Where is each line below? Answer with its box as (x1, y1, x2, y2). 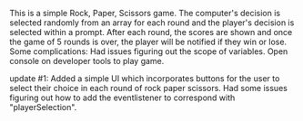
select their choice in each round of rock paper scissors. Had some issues (9, 83, 288, 93)
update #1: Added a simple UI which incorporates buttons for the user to (9, 73, 280, 84)
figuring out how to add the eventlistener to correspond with (9, 92, 236, 103)
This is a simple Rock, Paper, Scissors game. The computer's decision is (9, 8, 281, 18)
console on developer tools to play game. (9, 56, 165, 66)
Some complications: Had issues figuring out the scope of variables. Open (9, 46, 288, 57)
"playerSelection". (9, 102, 77, 112)
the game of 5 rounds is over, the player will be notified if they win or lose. (9, 36, 288, 47)
